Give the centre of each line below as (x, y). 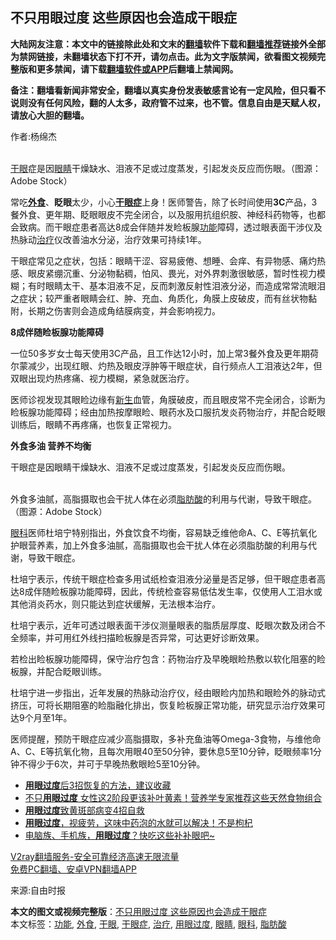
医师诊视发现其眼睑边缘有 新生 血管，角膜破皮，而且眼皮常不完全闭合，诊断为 (168, 399)
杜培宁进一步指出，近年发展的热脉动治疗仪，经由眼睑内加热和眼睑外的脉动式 (168, 692)
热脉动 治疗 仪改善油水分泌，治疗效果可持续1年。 (108, 239)
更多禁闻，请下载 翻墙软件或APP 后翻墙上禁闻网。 (137, 69)
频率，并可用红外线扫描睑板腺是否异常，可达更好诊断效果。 (141, 637)
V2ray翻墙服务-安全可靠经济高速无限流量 (95, 856)
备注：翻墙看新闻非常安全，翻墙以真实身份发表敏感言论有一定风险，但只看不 (168, 90)
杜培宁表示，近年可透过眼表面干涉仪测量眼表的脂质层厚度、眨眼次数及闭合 (163, 625)
